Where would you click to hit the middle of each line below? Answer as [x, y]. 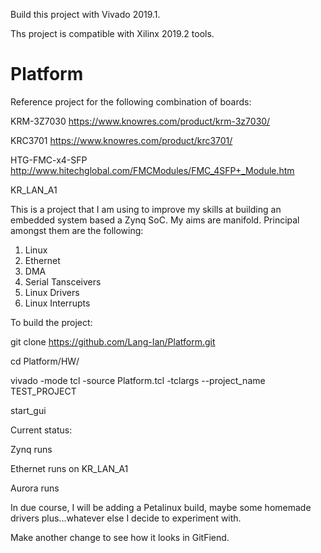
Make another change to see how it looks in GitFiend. [120, 537]
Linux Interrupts [57, 303]
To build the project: [51, 322]
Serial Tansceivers [63, 281]
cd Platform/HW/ [45, 361]
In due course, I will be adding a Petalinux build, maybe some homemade [161, 507]
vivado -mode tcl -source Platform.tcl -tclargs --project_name [138, 380]
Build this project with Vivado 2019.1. [85, 14]
